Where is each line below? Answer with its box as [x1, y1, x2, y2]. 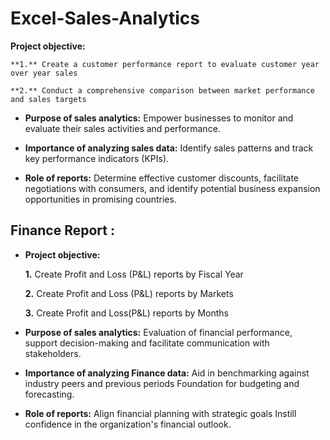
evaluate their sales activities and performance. [24, 122, 221, 134]
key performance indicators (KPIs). [24, 152, 170, 164]
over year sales [10, 68, 78, 78]
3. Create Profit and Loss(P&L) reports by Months [24, 307, 229, 319]
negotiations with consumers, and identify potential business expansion [24, 182, 321, 194]
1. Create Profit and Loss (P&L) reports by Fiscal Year [24, 268, 244, 280]
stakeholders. [24, 347, 82, 359]
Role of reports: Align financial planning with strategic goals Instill [24, 407, 297, 419]
